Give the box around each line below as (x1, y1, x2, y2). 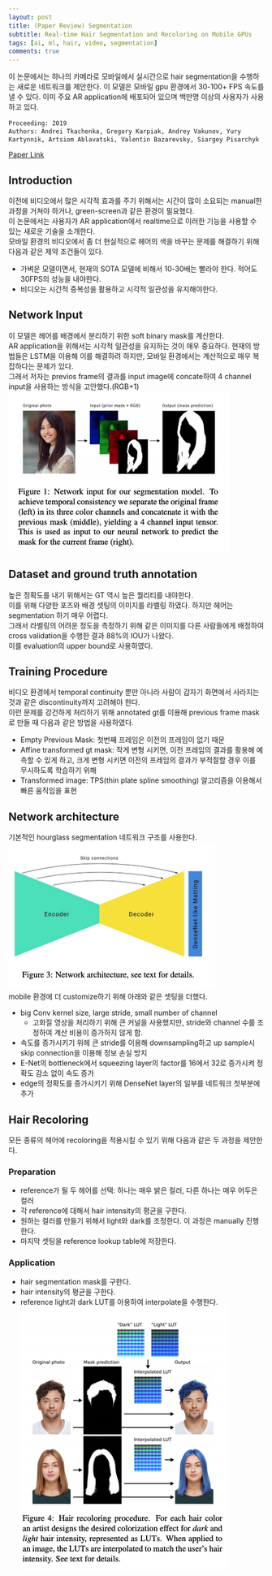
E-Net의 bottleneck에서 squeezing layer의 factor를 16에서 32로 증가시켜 (19, 1058, 255, 1068)
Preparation (8, 1166, 57, 1177)
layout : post (8, 13, 53, 21)
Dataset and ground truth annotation (8, 568, 197, 581)
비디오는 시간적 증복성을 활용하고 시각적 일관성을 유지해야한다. (19, 284, 218, 294)
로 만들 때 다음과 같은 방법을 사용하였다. (8, 718, 134, 728)
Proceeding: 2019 (8, 119, 67, 127)
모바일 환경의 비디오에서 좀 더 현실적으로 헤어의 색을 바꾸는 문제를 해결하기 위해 (8, 236, 260, 246)
